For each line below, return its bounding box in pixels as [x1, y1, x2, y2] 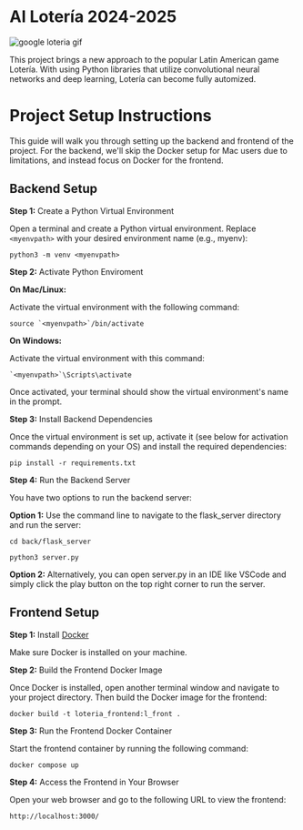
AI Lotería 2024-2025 [9, 6, 177, 27]
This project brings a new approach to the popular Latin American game [9, 54, 279, 65]
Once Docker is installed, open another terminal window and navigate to [9, 682, 280, 693]
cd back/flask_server [9, 537, 92, 546]
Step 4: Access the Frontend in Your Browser [9, 776, 179, 787]
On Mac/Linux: [9, 284, 66, 295]
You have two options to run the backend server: [9, 491, 193, 502]
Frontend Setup [9, 605, 100, 621]
